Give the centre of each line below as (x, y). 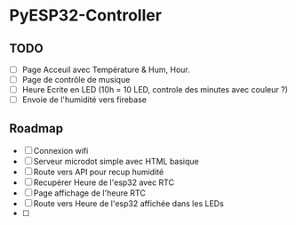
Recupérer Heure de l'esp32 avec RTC (104, 182)
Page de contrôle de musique (76, 80)
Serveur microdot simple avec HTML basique (116, 162)
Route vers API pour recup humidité (99, 172)
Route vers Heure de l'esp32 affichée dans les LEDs (128, 204)
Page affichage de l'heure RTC (90, 193)
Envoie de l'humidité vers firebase (84, 100)
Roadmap (36, 129)
